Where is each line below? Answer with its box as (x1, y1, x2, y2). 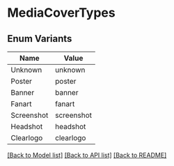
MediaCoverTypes (7, 5, 116, 21)
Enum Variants (7, 33, 72, 45)
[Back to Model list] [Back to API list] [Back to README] (7, 151, 167, 159)
